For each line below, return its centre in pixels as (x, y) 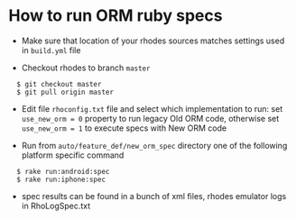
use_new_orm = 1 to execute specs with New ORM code (124, 128)
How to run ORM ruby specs (116, 16)
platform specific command (73, 155)
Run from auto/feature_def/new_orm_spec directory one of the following (154, 145)
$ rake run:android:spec (63, 171)
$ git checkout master (59, 84)
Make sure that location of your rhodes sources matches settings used (153, 41)
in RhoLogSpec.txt (56, 206)
